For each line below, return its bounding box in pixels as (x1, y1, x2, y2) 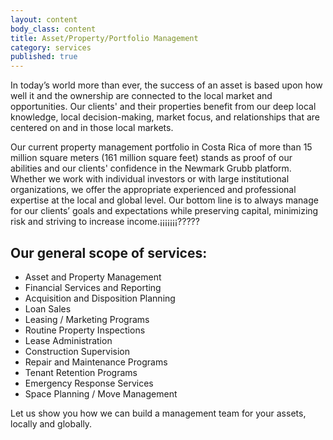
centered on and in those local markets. (10, 122, 174, 134)
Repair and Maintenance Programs (24, 356, 168, 368)
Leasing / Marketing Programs (24, 313, 150, 325)
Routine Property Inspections (24, 324, 146, 336)
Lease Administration (24, 334, 113, 346)
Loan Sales (24, 302, 72, 315)
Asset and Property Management (24, 271, 162, 283)
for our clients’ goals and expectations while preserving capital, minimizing (10, 205, 319, 217)
